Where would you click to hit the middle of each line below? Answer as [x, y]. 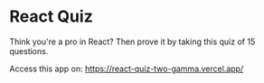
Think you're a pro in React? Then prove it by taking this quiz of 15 [132, 41]
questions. [29, 51]
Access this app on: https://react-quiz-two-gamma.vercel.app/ [127, 69]
